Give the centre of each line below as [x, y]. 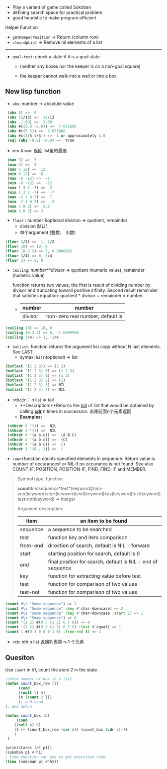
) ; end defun [19, 707]
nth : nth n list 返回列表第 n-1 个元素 [48, 642]
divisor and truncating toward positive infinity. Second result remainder [85, 290]
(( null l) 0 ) [32, 693]
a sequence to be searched [80, 529]
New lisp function [33, 92]
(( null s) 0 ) [28, 725]
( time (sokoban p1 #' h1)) [32, 762]
